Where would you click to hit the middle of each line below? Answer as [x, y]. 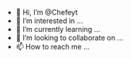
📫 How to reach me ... [52, 47]
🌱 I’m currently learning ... [58, 29]
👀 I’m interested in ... [49, 21]
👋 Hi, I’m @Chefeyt [46, 12]
